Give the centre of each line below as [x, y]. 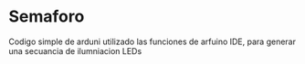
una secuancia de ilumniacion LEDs [75, 50]
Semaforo [47, 17]
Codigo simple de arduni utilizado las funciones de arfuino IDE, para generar [152, 41]
